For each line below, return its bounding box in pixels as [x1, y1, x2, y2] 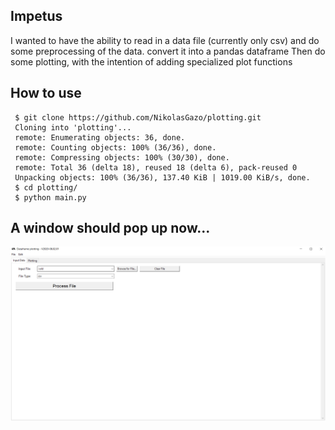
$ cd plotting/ [14, 182, 78, 193]
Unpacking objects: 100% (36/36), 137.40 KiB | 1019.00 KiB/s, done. [14, 172, 311, 183]
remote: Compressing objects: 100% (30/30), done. [14, 152, 230, 163]
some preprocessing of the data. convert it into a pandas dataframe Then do [10, 45, 326, 57]
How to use [10, 85, 82, 102]
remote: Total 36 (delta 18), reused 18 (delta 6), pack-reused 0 [14, 162, 298, 173]
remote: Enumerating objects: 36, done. [14, 132, 186, 143]
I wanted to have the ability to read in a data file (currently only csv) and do [10, 34, 320, 46]
